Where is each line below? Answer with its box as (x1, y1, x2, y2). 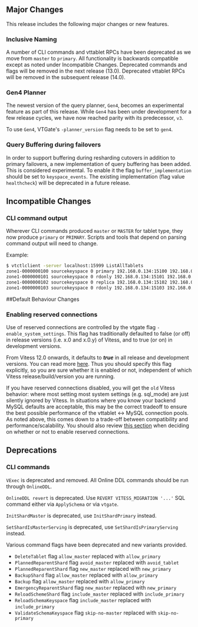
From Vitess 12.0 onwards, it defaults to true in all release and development (6, 354, 190, 361)
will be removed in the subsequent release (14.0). (6, 74, 126, 81)
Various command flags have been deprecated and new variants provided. (6, 541, 187, 548)
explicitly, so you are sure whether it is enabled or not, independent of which (6, 366, 192, 374)
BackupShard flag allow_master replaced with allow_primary (14, 571, 158, 579)
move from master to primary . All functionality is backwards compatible (6, 55, 179, 62)
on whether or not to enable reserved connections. (6, 428, 130, 436)
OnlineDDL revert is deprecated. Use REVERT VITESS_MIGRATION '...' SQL (6, 494, 186, 501)
